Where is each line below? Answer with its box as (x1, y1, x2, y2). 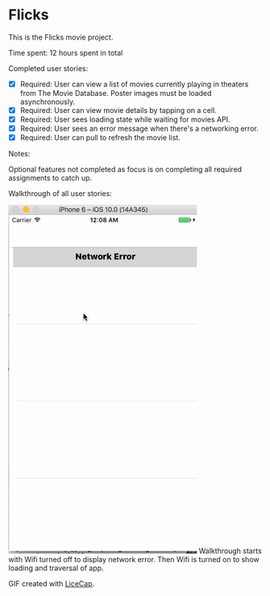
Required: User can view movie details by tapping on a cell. (19, 106, 218, 115)
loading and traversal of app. (8, 563, 104, 573)
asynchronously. (19, 97, 75, 106)
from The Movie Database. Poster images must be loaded (19, 89, 212, 98)
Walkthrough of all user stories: (8, 189, 113, 198)
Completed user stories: (8, 63, 89, 73)
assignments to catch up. (8, 173, 93, 183)
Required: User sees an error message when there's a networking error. (19, 123, 260, 134)
